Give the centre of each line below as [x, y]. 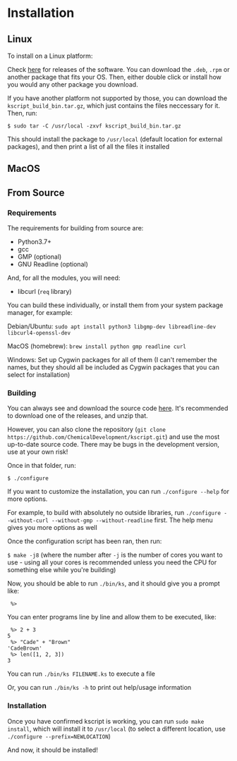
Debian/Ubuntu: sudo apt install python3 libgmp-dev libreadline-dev [112, 326]
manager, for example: [40, 313]
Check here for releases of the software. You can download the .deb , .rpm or [119, 69]
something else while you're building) [62, 570]
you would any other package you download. [73, 85]
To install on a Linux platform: [50, 56]
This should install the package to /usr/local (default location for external [115, 139]
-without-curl [28, 521]
